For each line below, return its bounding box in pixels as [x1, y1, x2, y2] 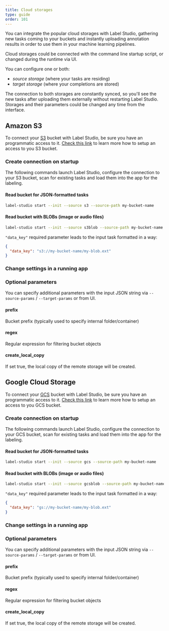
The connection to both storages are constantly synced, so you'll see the [5, 91, 157, 97]
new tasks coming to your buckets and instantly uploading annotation [5, 36, 149, 42]
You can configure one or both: [5, 66, 70, 72]
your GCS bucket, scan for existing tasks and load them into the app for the [5, 431, 161, 438]
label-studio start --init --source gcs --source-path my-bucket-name [5, 459, 156, 464]
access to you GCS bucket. [5, 402, 62, 408]
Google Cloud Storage [5, 378, 76, 386]
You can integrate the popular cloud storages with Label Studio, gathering [5, 31, 158, 37]
